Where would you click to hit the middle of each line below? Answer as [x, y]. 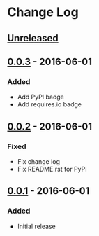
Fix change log [39, 161]
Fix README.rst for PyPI [52, 169]
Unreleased [33, 38]
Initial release [36, 226]
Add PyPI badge [40, 97]
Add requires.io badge [49, 104]
